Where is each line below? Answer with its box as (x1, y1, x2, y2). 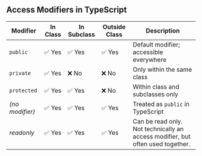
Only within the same (132, 65, 192, 73)
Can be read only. (132, 117, 183, 125)
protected (9, 87, 37, 94)
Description (145, 27, 180, 35)
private (9, 69, 31, 76)
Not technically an (132, 125, 185, 133)
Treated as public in (132, 99, 190, 108)
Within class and (132, 83, 180, 91)
